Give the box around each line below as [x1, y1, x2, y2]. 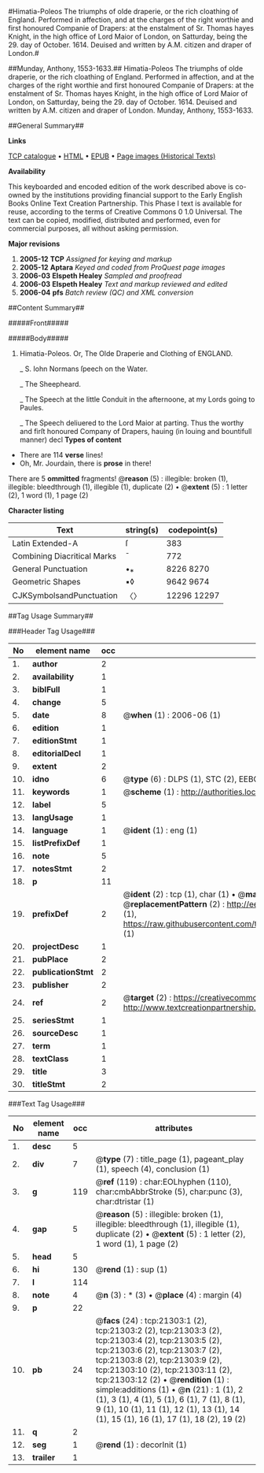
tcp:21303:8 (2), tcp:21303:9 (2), [95, 1355, 222, 1365]
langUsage [32, 812, 74, 822]
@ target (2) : [123, 993, 172, 1003]
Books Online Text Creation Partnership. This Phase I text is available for [8, 199, 242, 208]
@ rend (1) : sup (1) [95, 1264, 168, 1274]
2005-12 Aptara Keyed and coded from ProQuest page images [19, 263, 225, 272]
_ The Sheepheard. [19, 380, 81, 388]
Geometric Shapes [12, 577, 81, 587]
